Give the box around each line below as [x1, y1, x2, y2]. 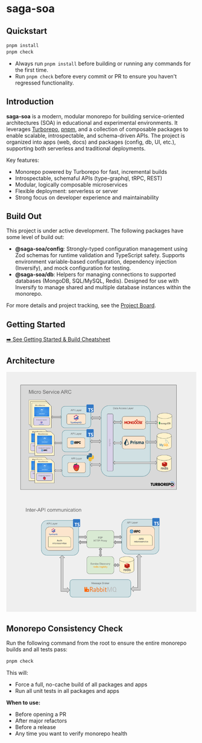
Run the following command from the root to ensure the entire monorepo [6, 639, 187, 647]
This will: [6, 669, 28, 677]
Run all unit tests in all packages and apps [14, 687, 119, 695]
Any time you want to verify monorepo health [14, 730, 128, 738]
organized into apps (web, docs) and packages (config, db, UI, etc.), [6, 138, 176, 145]
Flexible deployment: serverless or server [14, 187, 119, 194]
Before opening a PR [14, 711, 66, 718]
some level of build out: [6, 234, 65, 241]
